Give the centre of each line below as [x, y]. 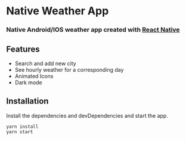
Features [23, 49]
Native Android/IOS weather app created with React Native [93, 30]
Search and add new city [45, 63]
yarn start [20, 132]
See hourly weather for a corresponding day [69, 69]
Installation [27, 101]
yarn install [22, 127]
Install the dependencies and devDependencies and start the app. [87, 115]
